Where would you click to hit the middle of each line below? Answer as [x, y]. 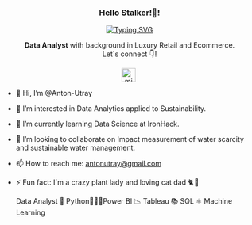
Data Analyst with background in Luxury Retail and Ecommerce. [130, 45]
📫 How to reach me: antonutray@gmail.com [88, 164]
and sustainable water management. [76, 148]
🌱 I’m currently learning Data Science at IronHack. [97, 124]
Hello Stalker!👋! [130, 13]
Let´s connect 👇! [130, 54]
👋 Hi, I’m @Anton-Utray [54, 93]
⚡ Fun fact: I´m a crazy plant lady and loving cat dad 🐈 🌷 [107, 182]
